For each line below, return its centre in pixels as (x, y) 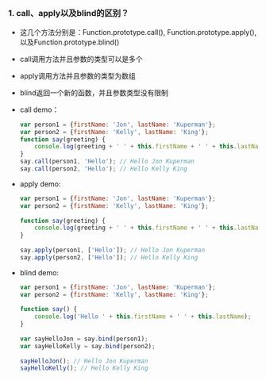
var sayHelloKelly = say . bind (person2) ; (87, 346)
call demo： (39, 109)
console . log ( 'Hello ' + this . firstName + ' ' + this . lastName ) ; (143, 317)
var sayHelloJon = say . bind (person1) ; (84, 339)
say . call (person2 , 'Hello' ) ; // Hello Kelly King (104, 169)
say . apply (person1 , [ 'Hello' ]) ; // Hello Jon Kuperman (112, 250)
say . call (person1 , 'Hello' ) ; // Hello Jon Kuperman (107, 162)
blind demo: (39, 272)
